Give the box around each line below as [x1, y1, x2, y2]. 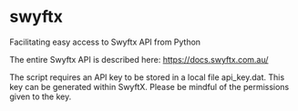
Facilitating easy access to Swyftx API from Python [9, 36, 201, 47]
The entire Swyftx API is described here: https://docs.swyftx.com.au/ [9, 54, 269, 65]
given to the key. [9, 91, 72, 102]
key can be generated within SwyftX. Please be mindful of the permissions [9, 81, 290, 92]
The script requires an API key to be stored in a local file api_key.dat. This [9, 71, 285, 83]
